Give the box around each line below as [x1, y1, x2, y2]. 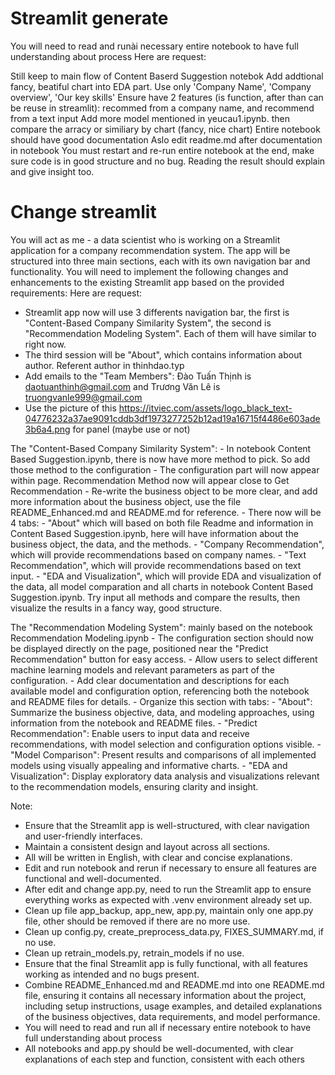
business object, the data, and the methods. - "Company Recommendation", [10, 538, 325, 550]
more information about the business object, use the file [10, 495, 242, 507]
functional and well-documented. [24, 872, 162, 884]
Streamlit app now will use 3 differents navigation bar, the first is [24, 306, 290, 318]
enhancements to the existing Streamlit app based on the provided [10, 276, 285, 288]
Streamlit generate [10, 7, 169, 30]
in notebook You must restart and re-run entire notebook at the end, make [10, 144, 315, 156]
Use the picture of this [24, 402, 117, 414]
